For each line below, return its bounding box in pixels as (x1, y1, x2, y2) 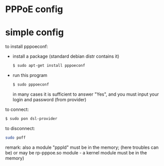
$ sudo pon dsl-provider (5, 116, 58, 121)
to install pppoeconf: (5, 44, 48, 50)
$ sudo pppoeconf (12, 82, 49, 87)
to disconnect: (5, 125, 35, 131)
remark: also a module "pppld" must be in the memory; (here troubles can (5, 144, 159, 150)
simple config (5, 27, 64, 38)
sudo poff (5, 135, 26, 140)
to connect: (5, 106, 29, 112)
